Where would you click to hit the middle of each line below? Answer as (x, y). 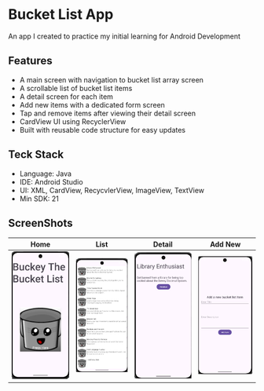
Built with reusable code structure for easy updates (103, 130)
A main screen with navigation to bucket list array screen (112, 79)
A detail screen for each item (66, 97)
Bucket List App (61, 15)
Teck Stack (36, 155)
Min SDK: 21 (39, 199)
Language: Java (46, 174)
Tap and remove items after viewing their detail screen (108, 113)
